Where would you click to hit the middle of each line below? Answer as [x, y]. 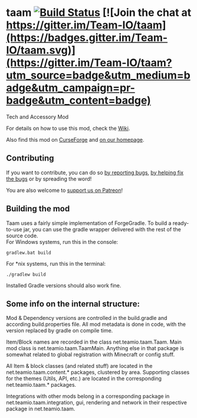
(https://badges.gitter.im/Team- [87, 38]
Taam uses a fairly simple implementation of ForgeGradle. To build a [89, 223]
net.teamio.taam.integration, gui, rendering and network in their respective [96, 403]
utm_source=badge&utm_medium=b [98, 75]
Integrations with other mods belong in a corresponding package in [88, 396]
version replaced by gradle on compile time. [60, 331]
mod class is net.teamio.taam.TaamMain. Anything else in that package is [95, 348]
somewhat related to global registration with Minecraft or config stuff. [91, 355]
